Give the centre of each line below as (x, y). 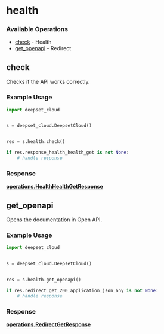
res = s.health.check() (36, 142)
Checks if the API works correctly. (48, 82)
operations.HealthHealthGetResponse (55, 187)
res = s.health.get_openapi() (44, 280)
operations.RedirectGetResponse (49, 324)
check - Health (33, 42)
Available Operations (37, 29)
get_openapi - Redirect (43, 48)
